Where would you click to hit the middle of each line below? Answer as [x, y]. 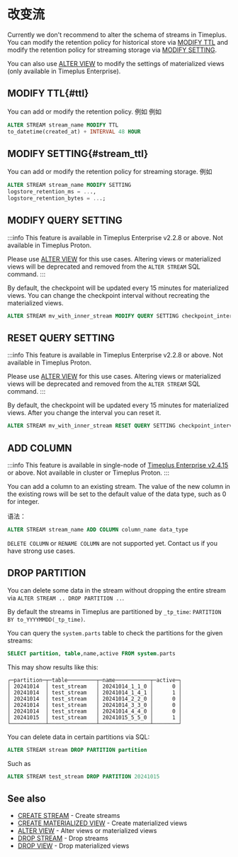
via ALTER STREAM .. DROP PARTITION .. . [66, 598]
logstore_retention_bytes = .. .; [57, 199]
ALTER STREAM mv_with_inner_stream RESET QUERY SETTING [91, 426]
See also [27, 798]
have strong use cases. [41, 551]
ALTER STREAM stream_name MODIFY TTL [63, 125]
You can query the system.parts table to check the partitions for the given [115, 632]
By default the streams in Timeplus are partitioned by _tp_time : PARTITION [114, 611]
